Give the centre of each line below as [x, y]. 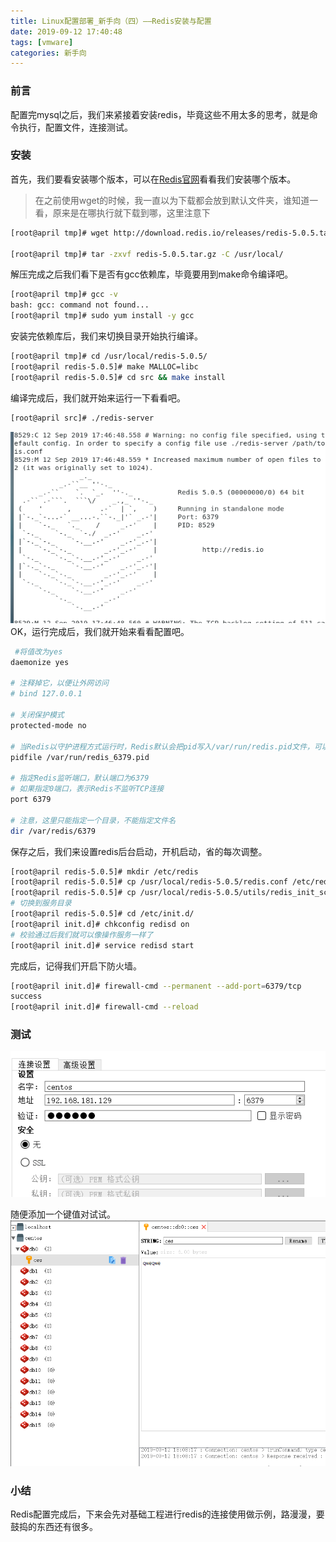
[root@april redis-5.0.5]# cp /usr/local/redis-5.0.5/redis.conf [149, 882]
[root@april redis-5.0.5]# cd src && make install [118, 377]
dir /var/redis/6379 [53, 831]
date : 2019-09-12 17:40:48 [66, 31]
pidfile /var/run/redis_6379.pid [80, 757]
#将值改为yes [38, 651]
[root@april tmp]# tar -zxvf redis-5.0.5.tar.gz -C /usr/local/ [147, 254]
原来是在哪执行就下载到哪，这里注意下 [131, 212]
